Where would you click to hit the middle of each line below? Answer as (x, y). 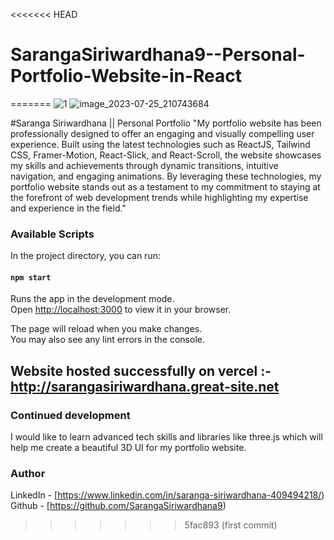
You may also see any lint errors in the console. (107, 340)
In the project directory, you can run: (85, 256)
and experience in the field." (68, 208)
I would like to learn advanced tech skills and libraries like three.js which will (166, 437)
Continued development (70, 415)
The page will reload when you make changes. (106, 329)
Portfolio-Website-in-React (126, 76)
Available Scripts (52, 234)
